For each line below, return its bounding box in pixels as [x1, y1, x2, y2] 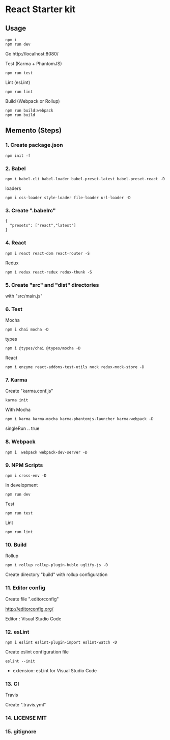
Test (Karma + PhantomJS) [5, 61, 62, 67]
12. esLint [5, 628, 30, 635]
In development [5, 482, 38, 488]
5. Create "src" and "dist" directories [5, 281, 99, 288]
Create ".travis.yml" [5, 702, 46, 708]
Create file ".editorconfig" [5, 596, 59, 602]
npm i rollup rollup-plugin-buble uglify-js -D [5, 563, 108, 568]
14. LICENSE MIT [5, 715, 47, 722]
